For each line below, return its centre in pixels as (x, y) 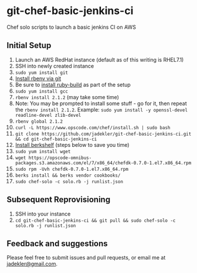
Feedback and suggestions (57, 243)
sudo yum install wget (43, 151)
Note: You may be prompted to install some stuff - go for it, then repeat (101, 103)
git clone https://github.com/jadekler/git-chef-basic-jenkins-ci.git (103, 134)
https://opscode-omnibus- (60, 158)
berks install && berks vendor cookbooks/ (68, 175)
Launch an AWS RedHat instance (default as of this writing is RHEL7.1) (99, 59)
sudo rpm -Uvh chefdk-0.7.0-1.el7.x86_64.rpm (72, 169)
